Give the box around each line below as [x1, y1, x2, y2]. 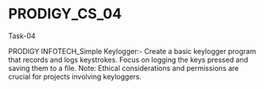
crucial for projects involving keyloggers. [8, 72, 142, 81]
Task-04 [8, 31, 36, 41]
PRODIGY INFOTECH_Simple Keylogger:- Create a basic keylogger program [8, 46, 257, 56]
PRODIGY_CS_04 [8, 5, 122, 23]
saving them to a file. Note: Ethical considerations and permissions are [8, 63, 239, 72]
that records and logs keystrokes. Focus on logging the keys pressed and [8, 55, 249, 64]
